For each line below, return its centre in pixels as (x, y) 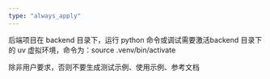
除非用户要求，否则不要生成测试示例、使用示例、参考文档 (104, 67)
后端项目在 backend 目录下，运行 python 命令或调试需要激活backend (124, 39)
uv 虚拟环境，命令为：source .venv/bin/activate (97, 50)
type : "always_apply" (45, 16)
